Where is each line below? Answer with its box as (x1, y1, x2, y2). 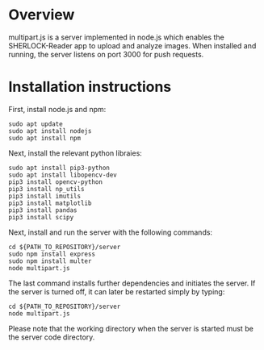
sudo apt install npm (8, 134, 82, 142)
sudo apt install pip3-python (8, 164, 111, 172)
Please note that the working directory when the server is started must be (8, 323, 254, 333)
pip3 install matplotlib (8, 199, 92, 207)
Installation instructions (8, 78, 172, 96)
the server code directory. (8, 332, 95, 342)
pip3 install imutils (8, 192, 82, 200)
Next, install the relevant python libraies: (8, 148, 143, 158)
